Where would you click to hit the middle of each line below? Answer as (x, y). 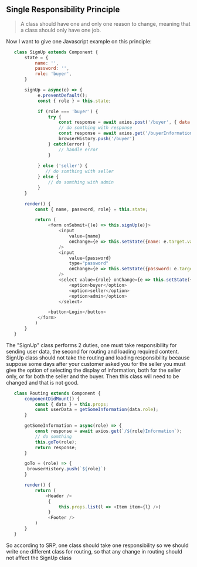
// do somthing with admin (81, 182)
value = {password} (90, 258)
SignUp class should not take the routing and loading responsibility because (98, 358)
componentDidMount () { (52, 399)
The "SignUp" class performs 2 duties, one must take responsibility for (91, 345)
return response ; (56, 447)
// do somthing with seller (80, 172)
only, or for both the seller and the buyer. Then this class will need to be (93, 376)
